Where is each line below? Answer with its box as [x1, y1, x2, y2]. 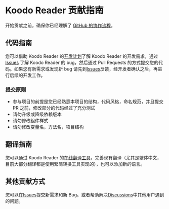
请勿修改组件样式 [12, 118, 49, 124]
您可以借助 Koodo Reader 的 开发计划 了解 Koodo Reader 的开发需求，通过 [5, 53, 158, 59]
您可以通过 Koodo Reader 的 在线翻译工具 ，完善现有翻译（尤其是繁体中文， [5, 154, 162, 160]
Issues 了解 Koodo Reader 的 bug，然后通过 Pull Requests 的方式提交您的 [5, 59, 159, 65]
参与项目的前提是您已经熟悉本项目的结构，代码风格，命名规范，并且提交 [12, 98, 163, 104]
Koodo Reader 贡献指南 [5, 5, 104, 16]
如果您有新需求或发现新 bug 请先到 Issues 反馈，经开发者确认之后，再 [14, 65, 158, 72]
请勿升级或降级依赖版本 [12, 111, 62, 117]
